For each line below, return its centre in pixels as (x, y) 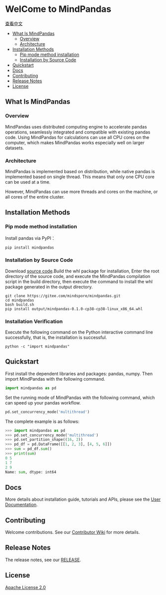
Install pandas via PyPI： (30, 238)
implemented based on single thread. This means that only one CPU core (80, 177)
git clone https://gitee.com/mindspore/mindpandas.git (63, 296)
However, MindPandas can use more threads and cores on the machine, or (82, 192)
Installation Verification (34, 321)
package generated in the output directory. (49, 287)
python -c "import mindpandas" (37, 347)
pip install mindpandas (30, 247)
